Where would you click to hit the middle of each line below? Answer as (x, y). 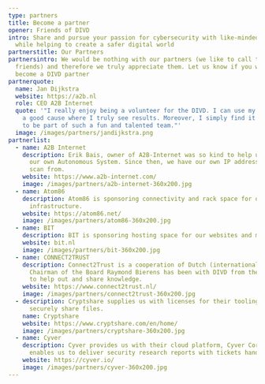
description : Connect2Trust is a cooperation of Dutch (114, 265)
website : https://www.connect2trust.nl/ (90, 287)
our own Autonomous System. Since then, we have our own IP (130, 162)
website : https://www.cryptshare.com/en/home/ (100, 323)
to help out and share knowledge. (86, 280)
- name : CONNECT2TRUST (52, 257)
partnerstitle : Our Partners (56, 52)
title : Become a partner (49, 23)
